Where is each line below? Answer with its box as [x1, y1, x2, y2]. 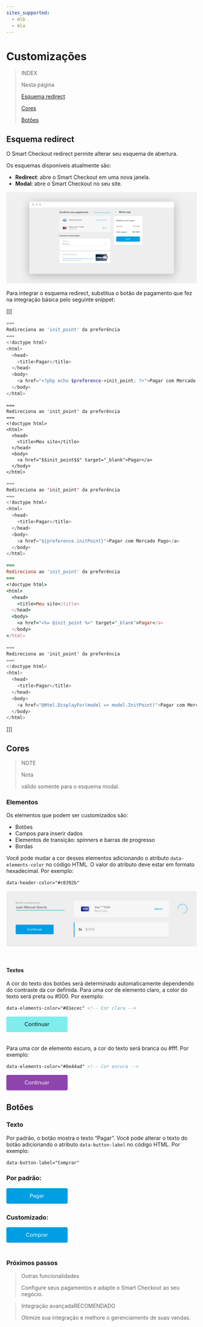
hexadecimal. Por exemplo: [6, 867, 74, 875]
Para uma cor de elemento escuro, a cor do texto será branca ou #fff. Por [6, 1045, 189, 1052]
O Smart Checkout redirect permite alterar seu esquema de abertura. [6, 150, 178, 158]
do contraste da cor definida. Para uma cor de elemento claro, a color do [6, 986, 188, 994]
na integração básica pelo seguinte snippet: [6, 296, 115, 303]
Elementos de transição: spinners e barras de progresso [14, 837, 155, 844]
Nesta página [21, 81, 55, 89]
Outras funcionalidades [21, 1272, 80, 1280]
